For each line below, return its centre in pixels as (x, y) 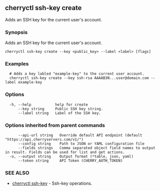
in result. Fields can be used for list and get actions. (65, 152)
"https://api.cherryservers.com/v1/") (44, 140)
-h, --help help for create (49, 104)
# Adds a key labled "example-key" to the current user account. (77, 74)
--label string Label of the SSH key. (59, 113)
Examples (17, 64)
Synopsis (16, 32)
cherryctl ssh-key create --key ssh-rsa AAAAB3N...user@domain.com (79, 78)
